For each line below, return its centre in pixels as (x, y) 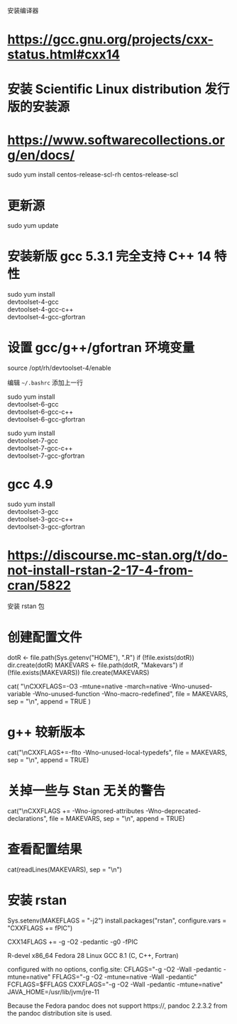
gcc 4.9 (30, 484)
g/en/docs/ (41, 155)
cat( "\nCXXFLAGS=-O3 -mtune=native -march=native (88, 686)
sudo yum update (33, 226)
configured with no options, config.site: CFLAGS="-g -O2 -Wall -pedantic (115, 969)
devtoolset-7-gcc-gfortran (46, 456)
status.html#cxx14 (64, 55)
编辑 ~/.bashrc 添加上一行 (45, 382)
